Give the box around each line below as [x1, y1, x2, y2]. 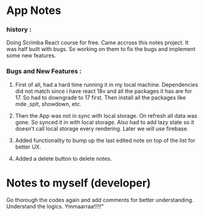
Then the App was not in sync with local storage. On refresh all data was [15, 112, 198, 119]
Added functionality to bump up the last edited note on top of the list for [15, 137, 196, 144]
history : [6, 25, 32, 34]
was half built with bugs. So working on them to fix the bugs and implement [6, 46, 196, 53]
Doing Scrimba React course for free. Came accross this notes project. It [6, 39, 189, 46]
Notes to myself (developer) [6, 176, 151, 190]
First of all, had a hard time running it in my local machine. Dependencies [15, 81, 199, 88]
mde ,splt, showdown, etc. [15, 100, 82, 107]
